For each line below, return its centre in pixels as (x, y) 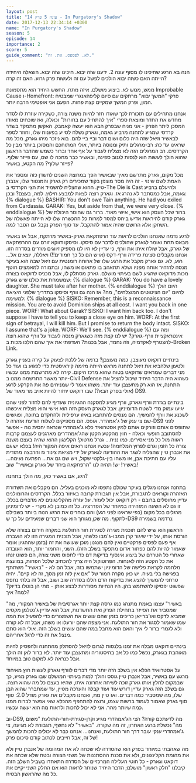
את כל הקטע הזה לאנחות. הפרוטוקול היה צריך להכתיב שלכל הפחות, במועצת (90, 561)
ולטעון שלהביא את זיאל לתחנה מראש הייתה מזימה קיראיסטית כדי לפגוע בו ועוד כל (95, 366)
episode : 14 (20, 39)
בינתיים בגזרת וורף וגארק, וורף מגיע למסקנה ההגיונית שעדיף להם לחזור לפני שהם (95, 402)
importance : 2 (23, 45)
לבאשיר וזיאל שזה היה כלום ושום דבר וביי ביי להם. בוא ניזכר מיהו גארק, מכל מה (92, 138)
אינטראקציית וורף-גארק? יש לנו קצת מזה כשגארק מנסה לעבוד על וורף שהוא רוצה (94, 336)
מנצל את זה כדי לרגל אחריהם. (39, 635)
